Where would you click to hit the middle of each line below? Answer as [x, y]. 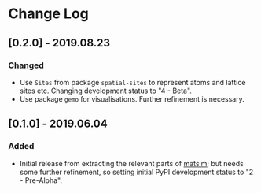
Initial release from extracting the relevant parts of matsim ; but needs [131, 163]
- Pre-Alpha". [41, 180]
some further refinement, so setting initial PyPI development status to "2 [136, 172]
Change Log [48, 14]
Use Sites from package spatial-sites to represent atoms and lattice [132, 82]
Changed [26, 65]
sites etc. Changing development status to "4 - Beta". [106, 91]
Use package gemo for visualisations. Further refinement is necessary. [132, 98]
